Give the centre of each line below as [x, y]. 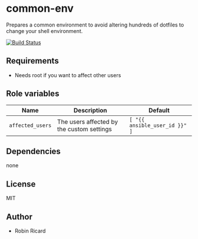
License [21, 184]
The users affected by [88, 121]
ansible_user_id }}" [158, 125]
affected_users [30, 125]
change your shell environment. [44, 31]
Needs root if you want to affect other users [68, 75]
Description [90, 110]
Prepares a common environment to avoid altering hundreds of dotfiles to [95, 25]
